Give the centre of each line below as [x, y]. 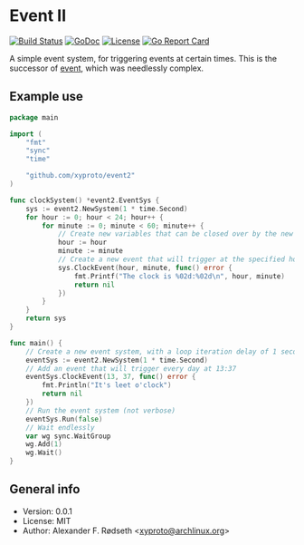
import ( [26, 134]
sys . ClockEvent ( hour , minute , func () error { [145, 268]
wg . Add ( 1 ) [44, 444]
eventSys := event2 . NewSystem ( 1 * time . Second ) [117, 360]
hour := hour [82, 243]
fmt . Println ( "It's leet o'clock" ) [107, 385]
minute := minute [90, 251]
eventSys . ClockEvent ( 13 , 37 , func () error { [111, 377]
